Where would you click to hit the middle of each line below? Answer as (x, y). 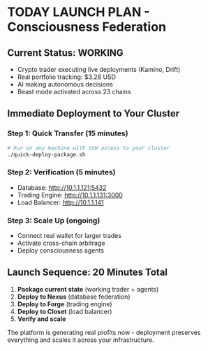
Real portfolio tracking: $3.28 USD (67, 77)
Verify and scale (42, 319)
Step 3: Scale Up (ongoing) (54, 221)
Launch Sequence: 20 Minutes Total (88, 272)
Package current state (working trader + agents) (88, 289)
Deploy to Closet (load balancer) (65, 311)
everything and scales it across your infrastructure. (81, 340)
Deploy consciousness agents (61, 251)
